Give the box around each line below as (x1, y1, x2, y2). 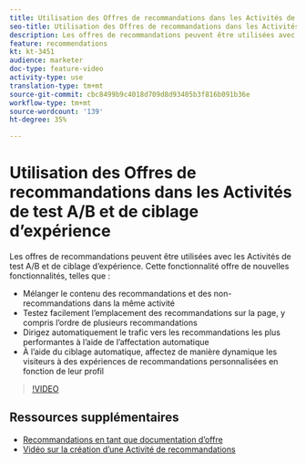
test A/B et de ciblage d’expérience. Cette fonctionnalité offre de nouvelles (9, 261, 290, 272)
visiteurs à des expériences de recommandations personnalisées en (22, 356, 279, 367)
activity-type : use (9, 73, 84, 82)
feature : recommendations (9, 38, 107, 48)
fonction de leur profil (22, 366, 105, 377)
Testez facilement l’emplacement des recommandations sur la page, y (22, 308, 286, 319)
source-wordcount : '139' (9, 107, 104, 116)
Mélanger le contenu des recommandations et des (22, 289, 212, 300)
